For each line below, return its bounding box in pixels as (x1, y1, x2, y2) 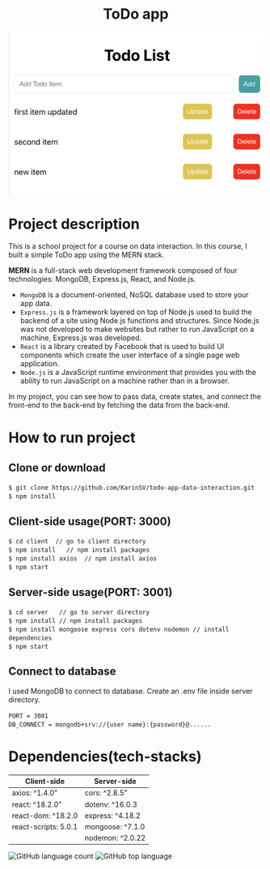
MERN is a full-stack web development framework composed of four (8, 266, 238, 275)
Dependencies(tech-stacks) (8, 747, 202, 765)
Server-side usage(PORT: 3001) (8, 585, 173, 599)
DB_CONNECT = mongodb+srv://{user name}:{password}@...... (8, 720, 212, 729)
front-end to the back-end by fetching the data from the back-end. (8, 400, 230, 410)
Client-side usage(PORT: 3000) (8, 514, 171, 528)
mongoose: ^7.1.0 (84, 822, 146, 832)
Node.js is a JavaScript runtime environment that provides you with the (19, 368, 257, 377)
